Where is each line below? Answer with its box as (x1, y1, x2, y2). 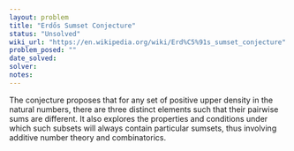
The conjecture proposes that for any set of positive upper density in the (9, 94, 274, 105)
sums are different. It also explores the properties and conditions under (9, 113, 268, 124)
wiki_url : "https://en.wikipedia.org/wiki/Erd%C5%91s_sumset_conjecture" (9, 37, 287, 47)
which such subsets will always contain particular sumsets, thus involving (9, 123, 277, 133)
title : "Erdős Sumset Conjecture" (9, 21, 137, 30)
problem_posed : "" (9, 46, 77, 55)
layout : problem (9, 12, 69, 22)
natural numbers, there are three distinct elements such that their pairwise (9, 103, 279, 115)
